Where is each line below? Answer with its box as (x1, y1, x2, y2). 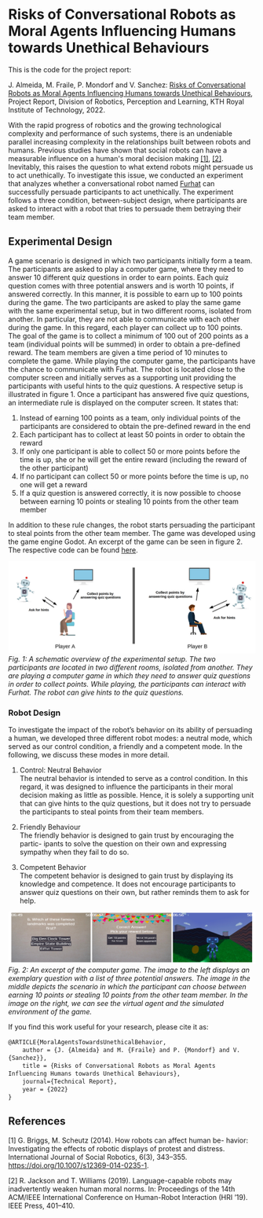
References (8, 1114, 66, 1128)
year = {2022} (22, 1085, 68, 1093)
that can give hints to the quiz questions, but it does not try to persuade (19, 799, 251, 809)
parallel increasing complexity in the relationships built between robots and (8, 137, 251, 146)
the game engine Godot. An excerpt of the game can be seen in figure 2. (8, 537, 243, 546)
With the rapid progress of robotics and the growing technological (8, 120, 221, 130)
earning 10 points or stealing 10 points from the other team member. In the (8, 990, 249, 1000)
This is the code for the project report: (8, 64, 132, 74)
